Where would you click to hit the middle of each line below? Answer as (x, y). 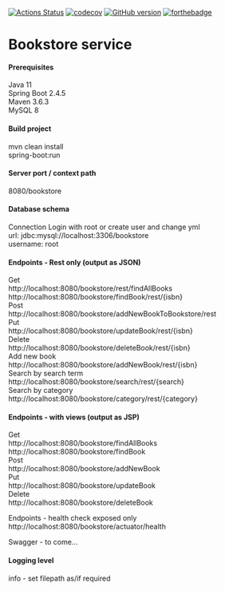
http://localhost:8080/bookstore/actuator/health (87, 526)
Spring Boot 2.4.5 (37, 93)
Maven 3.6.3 (29, 102)
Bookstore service (70, 45)
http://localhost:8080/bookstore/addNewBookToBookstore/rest (112, 314)
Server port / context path (52, 173)
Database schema (39, 209)
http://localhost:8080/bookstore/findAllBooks (83, 443)
